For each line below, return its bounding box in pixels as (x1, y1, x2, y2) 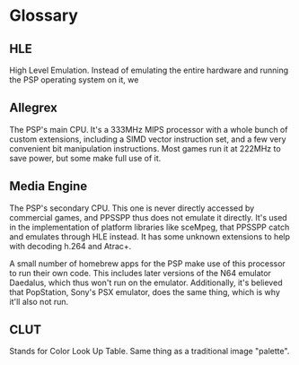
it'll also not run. (9, 296, 69, 307)
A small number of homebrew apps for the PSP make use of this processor (9, 257, 286, 269)
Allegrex (9, 100, 58, 116)
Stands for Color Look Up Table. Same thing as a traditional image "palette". (9, 346, 290, 357)
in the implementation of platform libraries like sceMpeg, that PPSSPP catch (9, 222, 290, 232)
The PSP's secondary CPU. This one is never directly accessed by (9, 203, 255, 213)
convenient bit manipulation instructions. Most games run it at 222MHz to (9, 143, 281, 153)
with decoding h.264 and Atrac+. (9, 240, 132, 251)
